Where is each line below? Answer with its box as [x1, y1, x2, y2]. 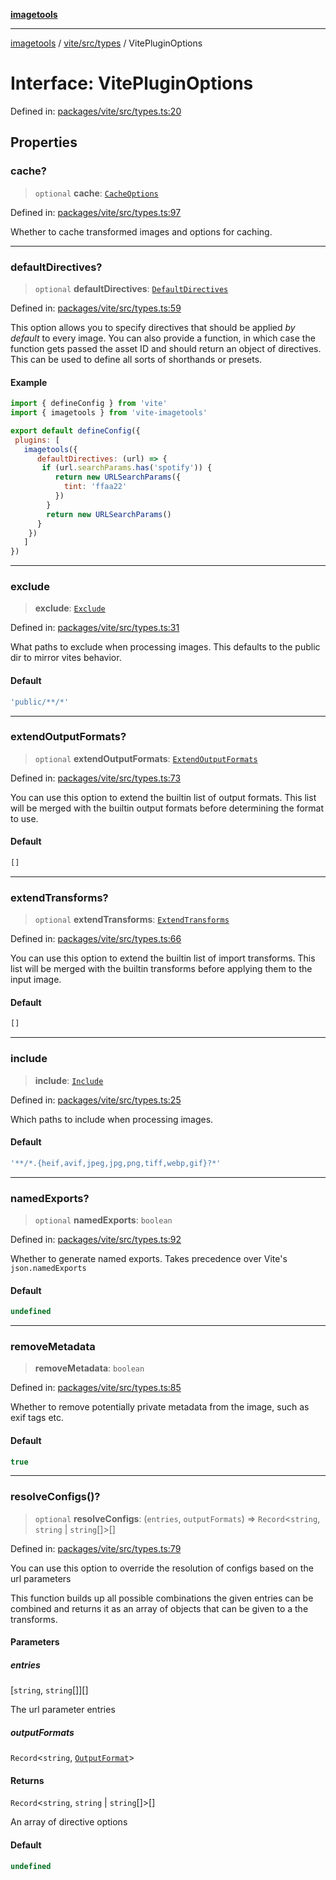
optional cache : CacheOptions [34, 187, 159, 199]
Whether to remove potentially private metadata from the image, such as [10, 1401, 310, 1413]
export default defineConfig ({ [10, 425, 141, 436]
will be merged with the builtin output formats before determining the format [10, 802, 325, 814]
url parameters [10, 1572, 72, 1584]
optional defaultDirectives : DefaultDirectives [34, 282, 229, 294]
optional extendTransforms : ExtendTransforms [34, 914, 230, 926]
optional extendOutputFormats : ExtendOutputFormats [34, 752, 258, 764]
